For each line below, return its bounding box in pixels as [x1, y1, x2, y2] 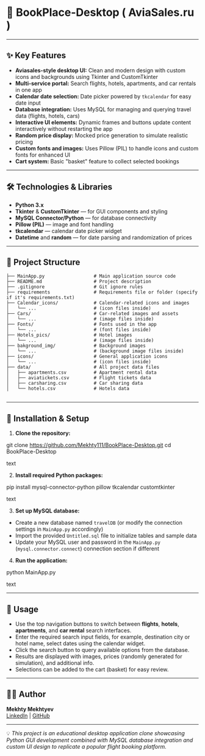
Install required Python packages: [15, 472, 103, 479]
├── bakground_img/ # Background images [6, 343, 146, 349]
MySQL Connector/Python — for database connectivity [15, 214, 157, 221]
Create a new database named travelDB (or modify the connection [15, 519, 183, 527]
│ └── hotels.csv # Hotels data [6, 385, 130, 392]
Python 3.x [15, 201, 44, 209]
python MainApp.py [6, 569, 56, 576]
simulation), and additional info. [15, 659, 95, 666]
